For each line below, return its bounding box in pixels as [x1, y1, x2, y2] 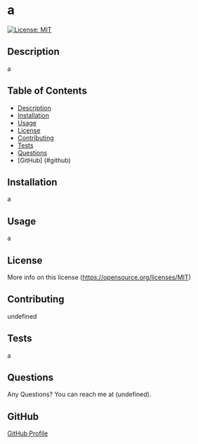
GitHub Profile [7, 429, 48, 438]
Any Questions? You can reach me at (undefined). [7, 390, 152, 399]
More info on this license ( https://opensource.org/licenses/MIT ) [7, 273, 191, 281]
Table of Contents [7, 85, 88, 97]
